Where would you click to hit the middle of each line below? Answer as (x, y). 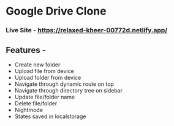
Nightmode (29, 110)
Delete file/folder (36, 103)
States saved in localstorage (50, 116)
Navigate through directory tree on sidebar (69, 90)
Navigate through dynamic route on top (64, 84)
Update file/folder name (44, 97)
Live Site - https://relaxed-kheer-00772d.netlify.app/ (87, 30)
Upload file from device (44, 71)
